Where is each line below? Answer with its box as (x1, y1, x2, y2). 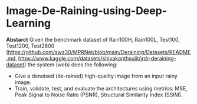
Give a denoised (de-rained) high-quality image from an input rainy (14, 72, 178, 79)
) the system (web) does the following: (24, 61, 118, 68)
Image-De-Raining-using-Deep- (6, 4, 167, 18)
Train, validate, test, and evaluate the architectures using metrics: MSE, (14, 85, 188, 92)
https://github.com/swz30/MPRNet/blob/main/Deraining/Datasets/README (8, 48, 191, 55)
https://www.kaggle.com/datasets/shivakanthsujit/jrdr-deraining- (18, 55, 176, 62)
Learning (6, 16, 51, 30)
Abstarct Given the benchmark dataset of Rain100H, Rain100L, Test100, (6, 36, 180, 43)
